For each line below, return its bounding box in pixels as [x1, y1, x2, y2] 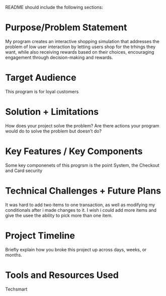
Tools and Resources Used [5, 269, 119, 280]
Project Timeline [5, 230, 75, 241]
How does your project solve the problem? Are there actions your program [5, 122, 159, 128]
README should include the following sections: [5, 5, 103, 10]
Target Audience [5, 72, 76, 83]
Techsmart [5, 286, 28, 292]
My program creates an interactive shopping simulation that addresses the [5, 38, 159, 44]
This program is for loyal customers [5, 88, 79, 94]
